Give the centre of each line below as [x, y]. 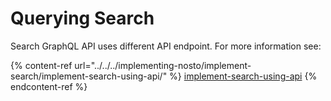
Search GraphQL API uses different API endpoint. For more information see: [166, 46]
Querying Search [82, 18]
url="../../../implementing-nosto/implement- [163, 65]
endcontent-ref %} [49, 86]
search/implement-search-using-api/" [89, 76]
